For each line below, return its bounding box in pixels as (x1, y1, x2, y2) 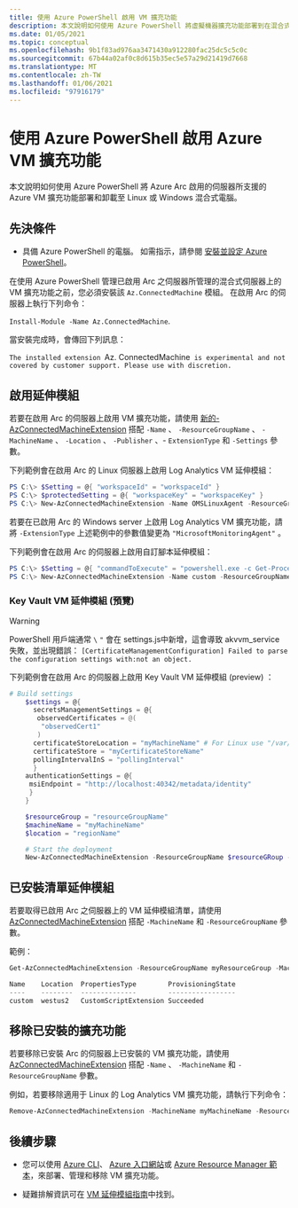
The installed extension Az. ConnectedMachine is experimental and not (9, 352, 286, 363)
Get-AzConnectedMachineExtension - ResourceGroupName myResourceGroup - (9, 964, 279, 973)
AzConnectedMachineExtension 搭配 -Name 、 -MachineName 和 (9, 1059, 237, 1070)
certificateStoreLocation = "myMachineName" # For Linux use (32, 738, 264, 748)
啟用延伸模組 (9, 388, 80, 403)
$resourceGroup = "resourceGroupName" (25, 812, 169, 821)
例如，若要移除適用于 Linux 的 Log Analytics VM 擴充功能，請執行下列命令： (9, 1089, 289, 1100)
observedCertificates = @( (36, 714, 137, 723)
